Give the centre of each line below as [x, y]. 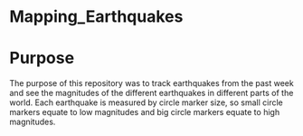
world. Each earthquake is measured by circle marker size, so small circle [146, 102]
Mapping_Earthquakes [96, 17]
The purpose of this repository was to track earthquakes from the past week [151, 83]
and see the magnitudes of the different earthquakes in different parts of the [151, 93]
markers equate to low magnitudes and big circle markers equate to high [145, 112]
